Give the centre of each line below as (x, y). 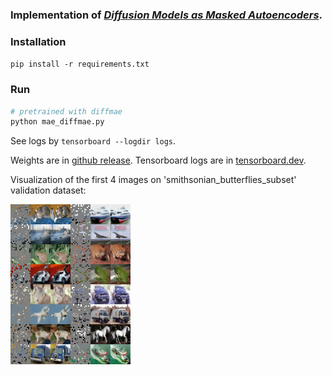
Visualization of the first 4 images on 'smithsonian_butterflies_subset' (153, 180)
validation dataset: (48, 190)
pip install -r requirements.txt (80, 64)
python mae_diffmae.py (57, 122)
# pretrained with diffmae (66, 111)
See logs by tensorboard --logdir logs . (93, 141)
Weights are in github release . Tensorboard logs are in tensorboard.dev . (158, 160)
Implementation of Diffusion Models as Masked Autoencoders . (166, 15)
